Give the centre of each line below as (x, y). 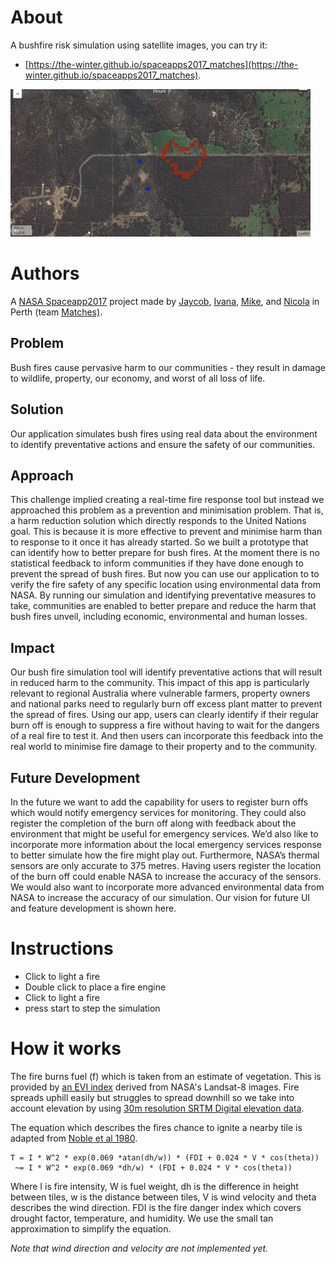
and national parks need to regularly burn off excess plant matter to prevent (166, 704)
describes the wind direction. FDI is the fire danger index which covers (156, 1207)
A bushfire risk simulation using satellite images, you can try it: (139, 45)
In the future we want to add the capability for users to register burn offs (159, 802)
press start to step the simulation (92, 1008)
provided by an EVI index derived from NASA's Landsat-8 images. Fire (155, 1087)
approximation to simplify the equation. (91, 1228)
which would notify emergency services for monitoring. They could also (158, 812)
